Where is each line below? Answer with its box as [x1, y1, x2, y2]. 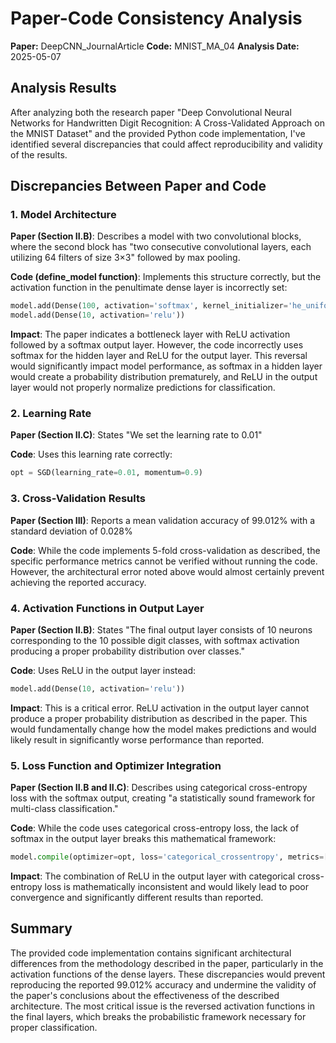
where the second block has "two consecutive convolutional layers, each [10, 241, 312, 253]
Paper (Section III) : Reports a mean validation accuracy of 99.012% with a [10, 514, 316, 526]
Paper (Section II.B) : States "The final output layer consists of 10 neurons [10, 623, 313, 636]
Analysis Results [10, 80, 117, 97]
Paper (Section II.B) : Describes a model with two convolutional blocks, [10, 230, 302, 242]
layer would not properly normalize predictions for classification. [10, 382, 276, 394]
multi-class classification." [10, 803, 119, 815]
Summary [10, 920, 73, 937]
